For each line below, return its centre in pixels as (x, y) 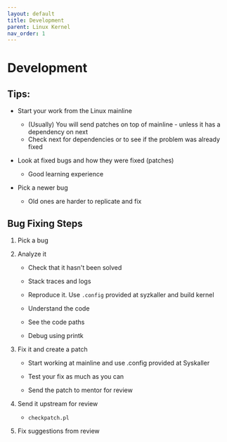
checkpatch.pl (48, 418)
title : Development (36, 20)
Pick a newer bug (43, 188)
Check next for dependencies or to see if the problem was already (124, 139)
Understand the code (59, 308)
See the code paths (56, 322)
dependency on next (58, 132)
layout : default (31, 14)
